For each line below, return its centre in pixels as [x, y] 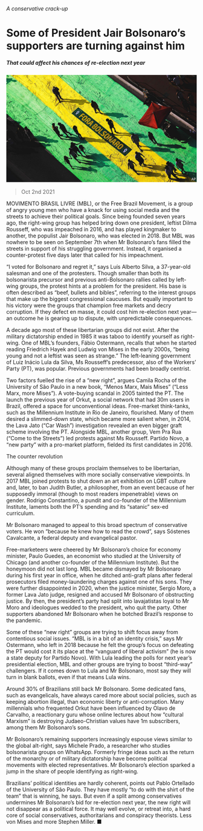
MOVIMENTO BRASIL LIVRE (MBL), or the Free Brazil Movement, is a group [100, 204]
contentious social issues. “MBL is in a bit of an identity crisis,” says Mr [95, 638]
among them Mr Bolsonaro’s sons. [49, 727]
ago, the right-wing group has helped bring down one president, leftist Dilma [101, 223]
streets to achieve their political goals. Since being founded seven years [96, 217]
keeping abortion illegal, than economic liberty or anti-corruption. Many [95, 702]
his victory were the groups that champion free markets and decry [89, 305]
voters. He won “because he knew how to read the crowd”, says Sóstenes [98, 531]
